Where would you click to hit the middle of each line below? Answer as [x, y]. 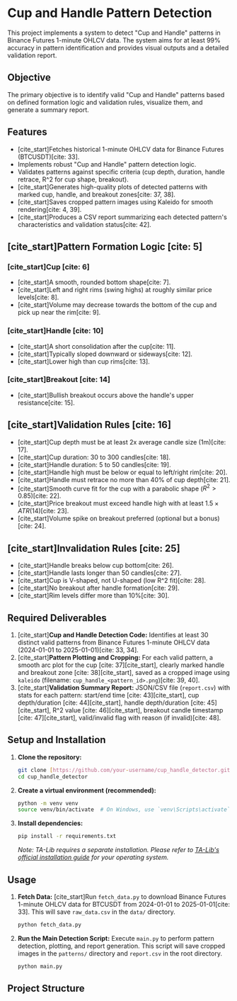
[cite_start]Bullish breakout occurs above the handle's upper [105, 395]
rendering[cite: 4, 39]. [50, 209]
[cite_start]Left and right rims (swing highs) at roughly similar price [115, 290]
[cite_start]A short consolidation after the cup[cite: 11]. [96, 346]
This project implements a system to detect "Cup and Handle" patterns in [114, 33]
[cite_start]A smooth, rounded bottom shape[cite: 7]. [94, 282]
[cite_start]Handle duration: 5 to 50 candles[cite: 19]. [94, 464]
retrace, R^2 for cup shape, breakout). [73, 179]
